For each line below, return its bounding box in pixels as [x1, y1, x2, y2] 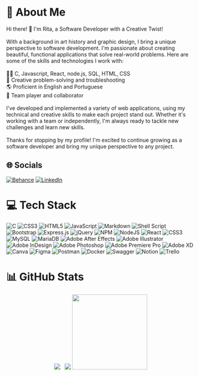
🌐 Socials [6, 160, 43, 171]
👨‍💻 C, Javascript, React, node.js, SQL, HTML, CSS [6, 70, 131, 77]
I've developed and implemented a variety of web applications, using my [6, 105, 186, 112]
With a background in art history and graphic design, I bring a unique [6, 38, 176, 45]
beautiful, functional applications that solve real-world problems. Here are [6, 50, 189, 58]
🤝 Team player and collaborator [6, 91, 84, 99]
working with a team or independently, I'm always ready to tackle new [6, 117, 179, 124]
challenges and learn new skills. [6, 123, 85, 131]
